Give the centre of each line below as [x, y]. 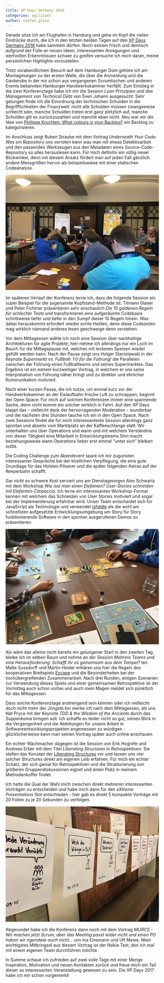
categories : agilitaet [28, 15]
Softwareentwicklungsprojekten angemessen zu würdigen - [65, 729]
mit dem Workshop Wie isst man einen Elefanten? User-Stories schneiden [80, 486]
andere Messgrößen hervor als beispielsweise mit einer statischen [72, 163]
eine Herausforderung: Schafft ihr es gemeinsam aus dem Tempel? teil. [77, 662]
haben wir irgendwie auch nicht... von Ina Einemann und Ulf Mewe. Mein [78, 940]
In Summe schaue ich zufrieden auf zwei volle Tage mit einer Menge [74, 960]
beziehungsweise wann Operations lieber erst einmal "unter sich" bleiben [79, 441]
